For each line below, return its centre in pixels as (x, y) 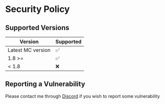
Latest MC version (29, 50)
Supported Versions (37, 28)
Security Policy (38, 9)
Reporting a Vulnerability (45, 84)
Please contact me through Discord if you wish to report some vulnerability (83, 96)
